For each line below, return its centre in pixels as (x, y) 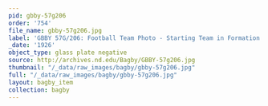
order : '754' (30, 23)
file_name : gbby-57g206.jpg (55, 30)
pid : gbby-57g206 (37, 16)
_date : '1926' (32, 45)
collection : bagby (39, 90)
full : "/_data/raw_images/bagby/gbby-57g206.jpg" (93, 75)
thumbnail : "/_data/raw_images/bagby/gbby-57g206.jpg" (102, 68)
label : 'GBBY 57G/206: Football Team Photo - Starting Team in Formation (134, 38)
